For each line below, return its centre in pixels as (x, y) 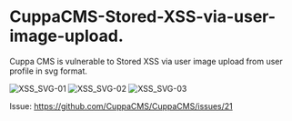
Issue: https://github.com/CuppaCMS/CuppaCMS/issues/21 (121, 106)
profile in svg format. (49, 71)
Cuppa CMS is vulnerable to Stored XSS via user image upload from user (146, 61)
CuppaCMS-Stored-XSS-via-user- (142, 17)
